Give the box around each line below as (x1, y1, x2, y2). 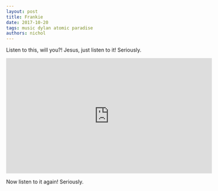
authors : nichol (6, 30, 46, 36)
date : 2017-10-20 (6, 19, 49, 25)
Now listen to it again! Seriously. (6, 178, 84, 185)
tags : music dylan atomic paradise (6, 25, 93, 31)
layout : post (6, 8, 38, 15)
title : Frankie (6, 14, 43, 20)
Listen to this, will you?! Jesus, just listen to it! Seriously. (6, 46, 142, 53)
